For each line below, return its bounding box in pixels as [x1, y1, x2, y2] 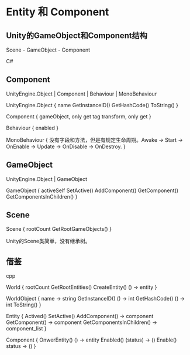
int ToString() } [6, 301, 42, 308]
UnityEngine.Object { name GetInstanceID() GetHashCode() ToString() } [6, 101, 178, 108]
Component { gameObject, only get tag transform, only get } [6, 112, 151, 120]
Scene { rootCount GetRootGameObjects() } [6, 226, 112, 233]
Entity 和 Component [6, 5, 109, 19]
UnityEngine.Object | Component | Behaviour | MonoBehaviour [6, 90, 157, 97]
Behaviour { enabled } [6, 124, 59, 131]
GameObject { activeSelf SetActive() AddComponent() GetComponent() [6, 187, 179, 194]
